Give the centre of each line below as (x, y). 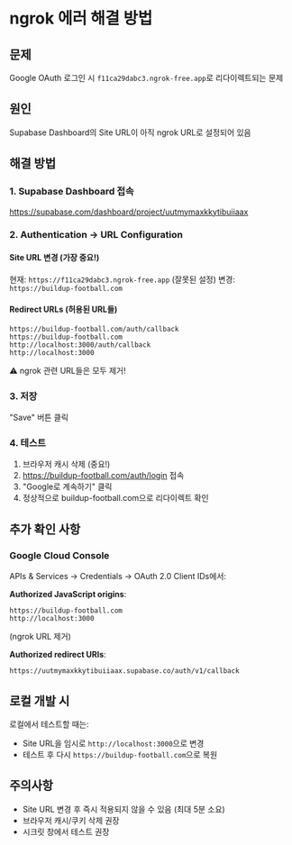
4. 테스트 (28, 443)
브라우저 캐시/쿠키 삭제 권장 (71, 820)
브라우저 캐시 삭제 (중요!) (66, 464)
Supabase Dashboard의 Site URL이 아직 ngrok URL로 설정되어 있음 (130, 132)
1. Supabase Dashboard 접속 (72, 192)
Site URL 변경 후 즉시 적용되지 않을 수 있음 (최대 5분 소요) (123, 809)
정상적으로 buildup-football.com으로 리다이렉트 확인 (115, 498)
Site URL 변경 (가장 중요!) (55, 258)
